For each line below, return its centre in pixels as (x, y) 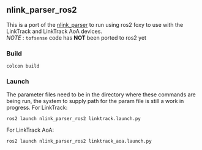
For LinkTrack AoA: (30, 130)
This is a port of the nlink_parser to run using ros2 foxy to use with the (95, 24)
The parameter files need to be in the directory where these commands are (101, 95)
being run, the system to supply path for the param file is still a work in (95, 101)
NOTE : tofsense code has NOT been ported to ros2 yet (77, 37)
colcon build (23, 66)
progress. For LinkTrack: (37, 108)
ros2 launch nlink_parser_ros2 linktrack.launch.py (73, 119)
